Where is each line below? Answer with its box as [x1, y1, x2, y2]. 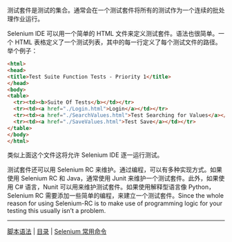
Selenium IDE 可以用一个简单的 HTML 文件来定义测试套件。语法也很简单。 [7, 30, 219, 37]
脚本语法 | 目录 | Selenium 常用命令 [7, 227, 107, 236]
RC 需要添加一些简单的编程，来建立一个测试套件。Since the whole [35, 192, 224, 200]
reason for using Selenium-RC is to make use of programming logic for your [7, 199, 223, 207]
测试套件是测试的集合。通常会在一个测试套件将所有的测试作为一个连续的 [7, 6, 213, 14]
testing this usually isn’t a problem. [7, 207, 106, 215]
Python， [188, 183, 215, 192]
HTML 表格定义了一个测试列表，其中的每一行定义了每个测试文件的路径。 [14, 38, 222, 46]
